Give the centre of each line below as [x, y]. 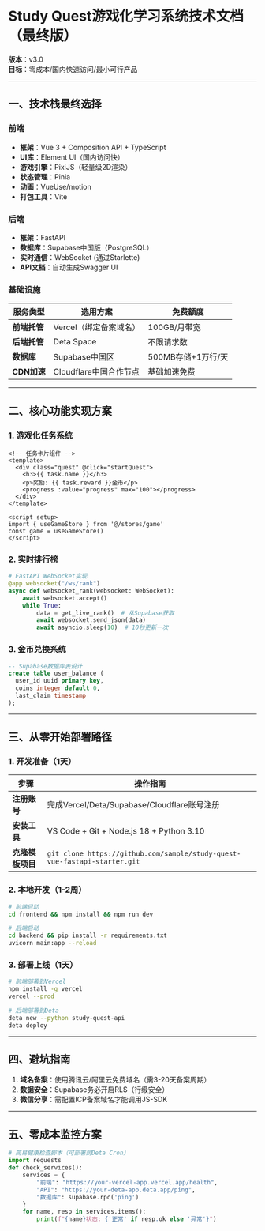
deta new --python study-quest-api [67, 1018]
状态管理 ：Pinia [45, 177]
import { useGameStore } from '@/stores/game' [86, 524]
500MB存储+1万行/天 [188, 357]
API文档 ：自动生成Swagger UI [69, 267]
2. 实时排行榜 [33, 559]
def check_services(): [45, 1168]
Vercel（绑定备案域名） [97, 327]
